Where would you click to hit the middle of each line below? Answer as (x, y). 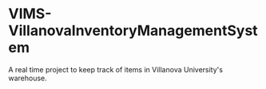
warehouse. (28, 78)
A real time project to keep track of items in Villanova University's (116, 69)
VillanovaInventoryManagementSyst (133, 31)
